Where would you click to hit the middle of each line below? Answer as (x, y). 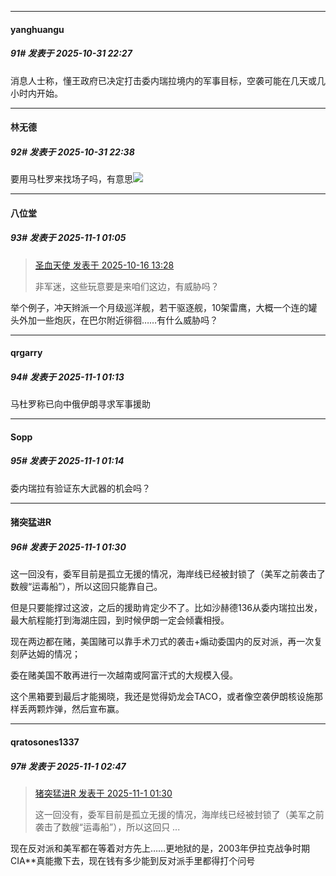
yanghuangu (37, 29)
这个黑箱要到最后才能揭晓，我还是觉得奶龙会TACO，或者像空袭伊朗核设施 (162, 697)
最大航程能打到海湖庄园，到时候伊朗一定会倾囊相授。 (120, 620)
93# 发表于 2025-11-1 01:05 (68, 238)
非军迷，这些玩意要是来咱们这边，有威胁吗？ (127, 286)
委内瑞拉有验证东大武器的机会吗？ (80, 488)
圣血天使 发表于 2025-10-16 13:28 (104, 265)
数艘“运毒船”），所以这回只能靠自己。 (86, 587)
